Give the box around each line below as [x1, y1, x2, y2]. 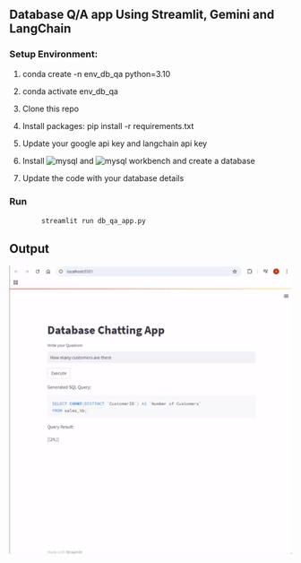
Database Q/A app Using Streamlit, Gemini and [9, 7, 275, 22]
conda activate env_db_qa [21, 85, 119, 97]
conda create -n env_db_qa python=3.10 [21, 68, 171, 79]
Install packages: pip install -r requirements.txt [21, 120, 194, 131]
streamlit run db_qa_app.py [41, 216, 146, 225]
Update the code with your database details [21, 172, 185, 183]
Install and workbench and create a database [21, 155, 255, 166]
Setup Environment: [9, 48, 99, 61]
